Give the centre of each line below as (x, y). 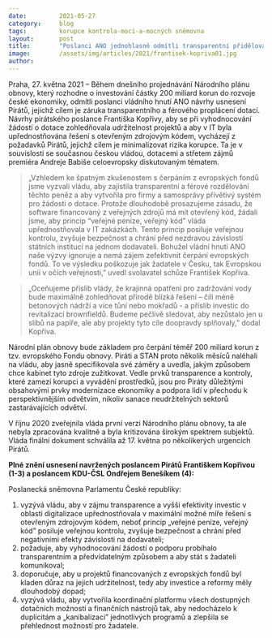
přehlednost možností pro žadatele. (79, 625)
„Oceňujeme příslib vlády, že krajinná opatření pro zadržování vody (140, 288)
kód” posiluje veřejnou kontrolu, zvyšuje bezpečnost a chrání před (130, 530)
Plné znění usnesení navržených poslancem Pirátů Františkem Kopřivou (132, 464)
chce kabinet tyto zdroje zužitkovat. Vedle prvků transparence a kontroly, (131, 373)
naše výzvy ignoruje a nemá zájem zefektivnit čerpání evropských (138, 255)
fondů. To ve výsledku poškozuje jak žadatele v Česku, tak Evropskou (144, 264)
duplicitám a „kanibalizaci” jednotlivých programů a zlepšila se (124, 617)
